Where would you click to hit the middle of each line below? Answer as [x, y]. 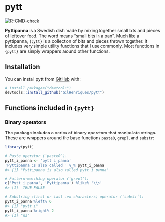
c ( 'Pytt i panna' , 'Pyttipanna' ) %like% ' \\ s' [54, 183]
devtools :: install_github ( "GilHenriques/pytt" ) [55, 92]
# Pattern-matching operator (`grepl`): [47, 179]
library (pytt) [20, 147]
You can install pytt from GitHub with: [43, 79]
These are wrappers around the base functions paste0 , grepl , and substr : [80, 138]
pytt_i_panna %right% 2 [30, 211]
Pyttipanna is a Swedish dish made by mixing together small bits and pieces [82, 30]
